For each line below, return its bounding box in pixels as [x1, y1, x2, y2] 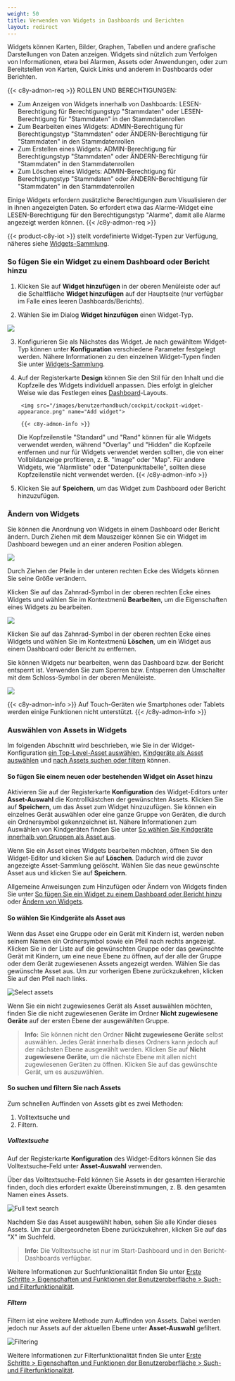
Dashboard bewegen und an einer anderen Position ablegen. [7, 539, 184, 548]
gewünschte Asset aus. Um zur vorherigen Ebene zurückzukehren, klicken [7, 966, 224, 975]
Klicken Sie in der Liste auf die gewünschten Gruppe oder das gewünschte [7, 944, 224, 953]
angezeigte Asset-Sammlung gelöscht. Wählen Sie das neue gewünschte [7, 861, 220, 870]
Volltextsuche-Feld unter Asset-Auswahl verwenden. [7, 1161, 163, 1170]
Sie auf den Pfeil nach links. [7, 974, 88, 982]
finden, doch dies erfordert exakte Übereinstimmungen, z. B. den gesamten [7, 1182, 227, 1191]
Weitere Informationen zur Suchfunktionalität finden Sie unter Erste [7, 1267, 202, 1275]
